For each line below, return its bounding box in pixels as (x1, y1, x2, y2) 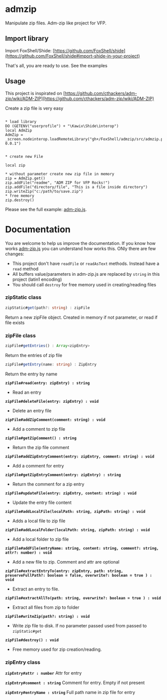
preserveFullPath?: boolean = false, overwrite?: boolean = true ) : (5, 573, 153, 578)
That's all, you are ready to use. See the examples (5, 62, 108, 68)
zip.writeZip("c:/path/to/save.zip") (5, 189, 83, 194)
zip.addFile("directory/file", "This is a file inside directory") (5, 184, 148, 190)
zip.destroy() (5, 198, 35, 203)
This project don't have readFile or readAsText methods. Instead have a (12, 260, 160, 266)
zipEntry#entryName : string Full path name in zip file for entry (5, 690, 135, 696)
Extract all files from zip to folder (12, 604, 80, 610)
